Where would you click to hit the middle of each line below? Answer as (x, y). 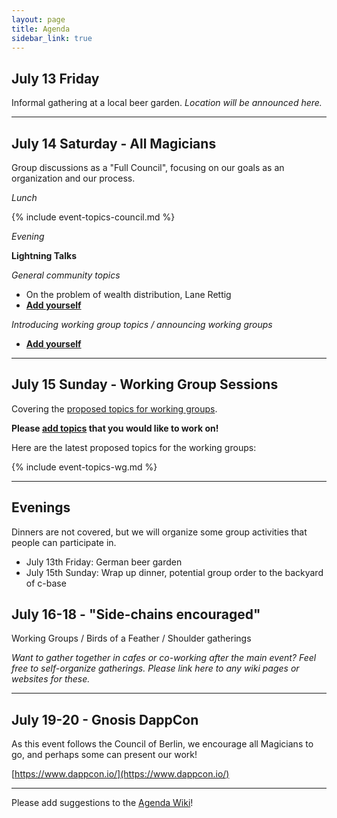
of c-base (46, 583)
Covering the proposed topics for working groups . (114, 408)
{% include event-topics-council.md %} (93, 217)
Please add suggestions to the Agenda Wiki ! (102, 803)
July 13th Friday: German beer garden (104, 562)
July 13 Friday (55, 78)
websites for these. (51, 679)
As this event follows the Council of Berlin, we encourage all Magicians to (162, 744)
